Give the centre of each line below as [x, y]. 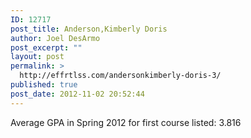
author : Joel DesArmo [55, 38]
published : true [44, 85]
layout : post [37, 57]
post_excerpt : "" [46, 47]
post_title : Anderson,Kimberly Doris [89, 29]
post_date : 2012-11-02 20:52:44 [77, 94]
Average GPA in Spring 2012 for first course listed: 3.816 [126, 122]
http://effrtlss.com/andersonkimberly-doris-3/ [120, 76]
